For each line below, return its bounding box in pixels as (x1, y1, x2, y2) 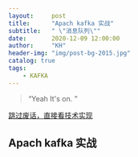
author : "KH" (8, 42, 67, 50)
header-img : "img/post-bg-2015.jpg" (8, 49, 131, 57)
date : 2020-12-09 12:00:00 (8, 34, 120, 43)
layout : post (8, 11, 67, 20)
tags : (8, 64, 26, 72)
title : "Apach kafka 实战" (8, 19, 114, 27)
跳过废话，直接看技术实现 (8, 110, 93, 120)
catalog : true (8, 57, 56, 65)
